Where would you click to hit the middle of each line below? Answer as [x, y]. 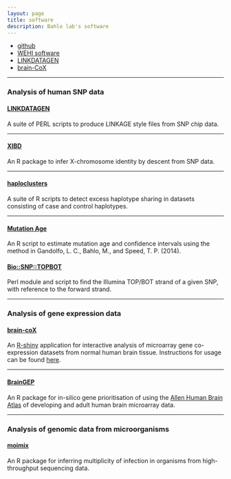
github [26, 46]
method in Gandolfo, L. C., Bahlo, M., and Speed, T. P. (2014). [94, 251]
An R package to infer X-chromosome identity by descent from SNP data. [111, 161]
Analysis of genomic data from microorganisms [88, 429]
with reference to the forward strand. [59, 289]
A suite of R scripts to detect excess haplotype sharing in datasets [101, 199]
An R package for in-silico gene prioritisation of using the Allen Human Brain [115, 397]
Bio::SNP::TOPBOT [34, 266]
